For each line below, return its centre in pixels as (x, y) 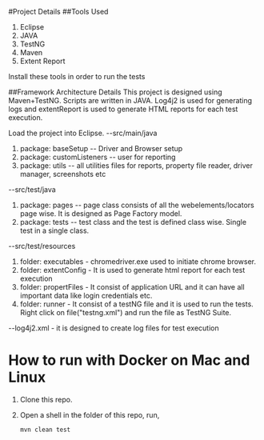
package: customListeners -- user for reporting (98, 157)
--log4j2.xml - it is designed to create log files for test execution (114, 328)
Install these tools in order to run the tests (77, 76)
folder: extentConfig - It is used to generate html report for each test (132, 270)
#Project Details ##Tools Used (58, 12)
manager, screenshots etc (63, 174)
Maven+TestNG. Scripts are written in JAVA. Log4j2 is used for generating (130, 100)
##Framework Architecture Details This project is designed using (115, 92)
